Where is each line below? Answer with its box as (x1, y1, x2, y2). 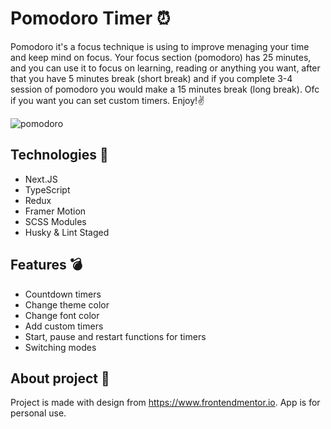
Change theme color (24, 298, 110, 311)
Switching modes (24, 341, 97, 353)
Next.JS (24, 173, 58, 185)
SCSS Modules (24, 215, 87, 227)
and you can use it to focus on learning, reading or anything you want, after (10, 62, 321, 74)
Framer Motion (24, 205, 87, 217)
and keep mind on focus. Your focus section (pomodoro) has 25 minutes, (10, 51, 312, 63)
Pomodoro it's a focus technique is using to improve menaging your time (10, 40, 310, 52)
